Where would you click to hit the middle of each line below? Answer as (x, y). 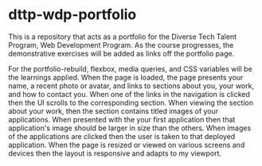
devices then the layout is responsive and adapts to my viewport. (115, 153)
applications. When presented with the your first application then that (122, 119)
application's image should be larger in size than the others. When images (130, 128)
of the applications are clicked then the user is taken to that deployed (122, 136)
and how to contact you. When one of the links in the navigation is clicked (129, 94)
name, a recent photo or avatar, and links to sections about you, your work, (131, 86)
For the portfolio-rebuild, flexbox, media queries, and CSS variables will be (130, 68)
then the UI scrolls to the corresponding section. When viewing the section (131, 102)
